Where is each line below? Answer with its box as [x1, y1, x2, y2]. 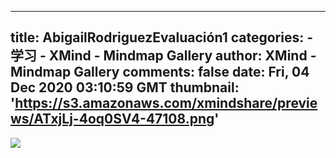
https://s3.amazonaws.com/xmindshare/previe [14, 95, 318, 112]
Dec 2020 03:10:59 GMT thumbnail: [10, 79, 240, 96]
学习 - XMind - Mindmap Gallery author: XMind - [10, 47, 317, 65]
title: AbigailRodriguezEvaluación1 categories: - [10, 29, 314, 46]
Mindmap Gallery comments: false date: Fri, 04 [10, 64, 310, 81]
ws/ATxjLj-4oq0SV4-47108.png [10, 111, 215, 128]
